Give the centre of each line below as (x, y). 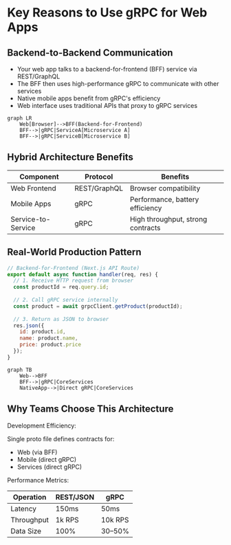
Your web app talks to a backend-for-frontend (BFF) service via (107, 69)
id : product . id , (43, 332)
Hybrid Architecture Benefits (70, 157)
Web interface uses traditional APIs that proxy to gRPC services (107, 105)
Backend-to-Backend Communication (90, 53)
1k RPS (67, 520)
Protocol (99, 177)
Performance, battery (164, 199)
